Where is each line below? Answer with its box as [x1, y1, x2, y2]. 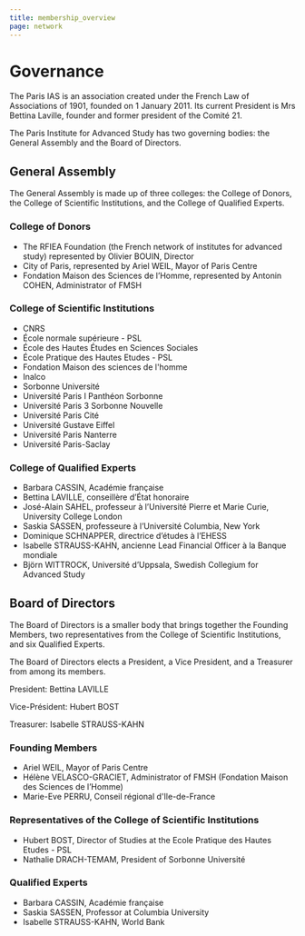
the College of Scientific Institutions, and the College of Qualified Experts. [9, 197, 285, 209]
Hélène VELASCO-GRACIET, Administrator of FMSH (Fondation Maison [22, 772, 289, 782]
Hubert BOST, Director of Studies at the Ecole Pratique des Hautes [22, 834, 272, 845]
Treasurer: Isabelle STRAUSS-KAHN [9, 719, 145, 730]
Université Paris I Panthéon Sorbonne [22, 390, 163, 401]
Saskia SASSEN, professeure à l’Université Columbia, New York [22, 521, 261, 532]
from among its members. [9, 665, 106, 677]
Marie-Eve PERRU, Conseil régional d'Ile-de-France [22, 792, 216, 802]
